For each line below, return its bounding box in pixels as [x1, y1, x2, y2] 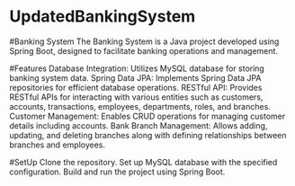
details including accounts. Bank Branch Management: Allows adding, [9, 120, 268, 131]
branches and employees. [9, 139, 106, 150]
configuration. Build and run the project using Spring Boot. [9, 166, 226, 177]
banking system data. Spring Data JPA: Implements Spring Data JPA [9, 72, 262, 83]
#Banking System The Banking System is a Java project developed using [9, 36, 280, 47]
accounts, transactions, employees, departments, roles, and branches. [9, 101, 272, 111]
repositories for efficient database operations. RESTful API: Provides [9, 82, 263, 93]
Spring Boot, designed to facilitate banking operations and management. [9, 45, 279, 56]
